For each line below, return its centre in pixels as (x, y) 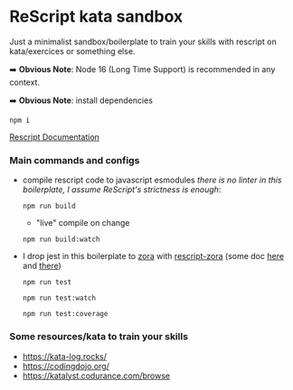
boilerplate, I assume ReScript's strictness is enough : (122, 190)
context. (25, 82)
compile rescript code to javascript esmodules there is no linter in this (152, 180)
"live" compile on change (83, 223)
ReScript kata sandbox (96, 17)
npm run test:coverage (65, 314)
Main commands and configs (75, 160)
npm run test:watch (59, 298)
